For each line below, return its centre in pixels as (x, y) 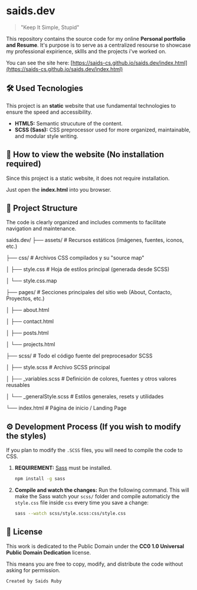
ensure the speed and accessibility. (49, 112)
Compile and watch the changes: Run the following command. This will (102, 490)
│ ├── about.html (28, 310)
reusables (18, 385)
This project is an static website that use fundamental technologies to (91, 105)
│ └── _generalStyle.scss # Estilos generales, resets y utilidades (85, 396)
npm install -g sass (40, 479)
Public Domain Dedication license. (49, 552)
